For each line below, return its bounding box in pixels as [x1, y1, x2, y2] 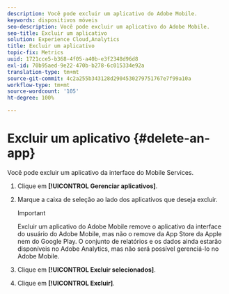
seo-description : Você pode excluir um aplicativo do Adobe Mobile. [7, 23, 210, 30]
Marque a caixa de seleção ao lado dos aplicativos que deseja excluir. [17, 195, 218, 203]
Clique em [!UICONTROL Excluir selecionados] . [17, 265, 156, 274]
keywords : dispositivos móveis [7, 17, 98, 24]
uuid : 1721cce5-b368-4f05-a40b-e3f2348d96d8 [7, 56, 139, 63]
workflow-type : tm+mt [7, 82, 70, 88]
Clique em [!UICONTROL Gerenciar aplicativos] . [17, 182, 158, 190]
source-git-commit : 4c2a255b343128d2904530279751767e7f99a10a [7, 75, 191, 82]
